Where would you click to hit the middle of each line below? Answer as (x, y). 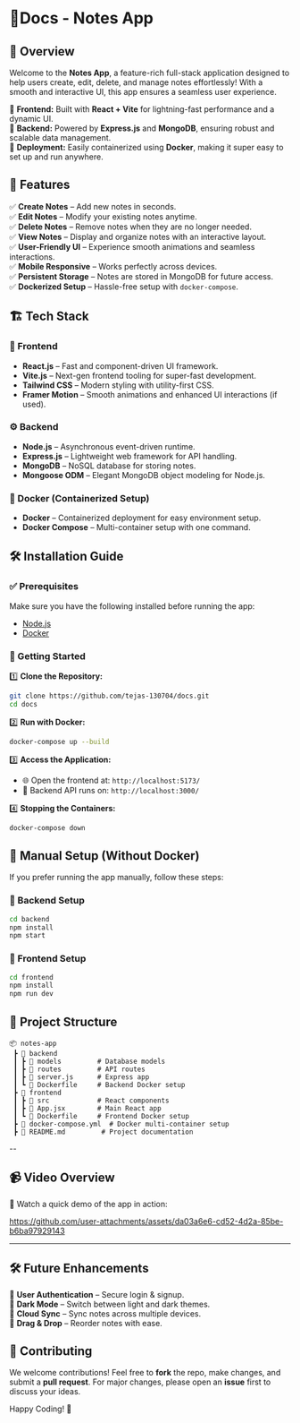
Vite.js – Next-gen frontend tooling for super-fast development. (139, 375)
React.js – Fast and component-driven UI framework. (120, 365)
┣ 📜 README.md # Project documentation (103, 1132)
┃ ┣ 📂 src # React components (91, 1101)
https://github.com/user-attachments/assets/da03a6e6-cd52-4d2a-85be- (146, 1221)
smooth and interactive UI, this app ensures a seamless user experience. (143, 92)
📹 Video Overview (62, 1178)
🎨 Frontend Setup (48, 959)
